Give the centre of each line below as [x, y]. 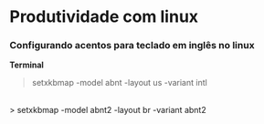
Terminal [26, 65]
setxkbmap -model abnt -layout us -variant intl [119, 83]
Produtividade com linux [104, 17]
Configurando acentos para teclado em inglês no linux [132, 46]
